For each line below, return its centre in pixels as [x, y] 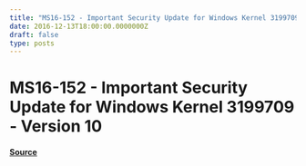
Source [24, 152]
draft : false [34, 34]
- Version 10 [56, 127]
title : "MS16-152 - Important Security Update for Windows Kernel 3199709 [154, 18]
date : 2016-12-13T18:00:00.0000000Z [79, 26]
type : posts [32, 43]
